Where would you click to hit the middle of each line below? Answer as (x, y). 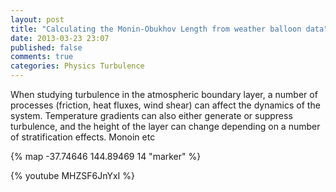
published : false (46, 47)
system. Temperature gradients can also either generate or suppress (151, 115)
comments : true (42, 57)
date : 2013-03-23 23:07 (60, 38)
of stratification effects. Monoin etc (83, 137)
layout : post (37, 19)
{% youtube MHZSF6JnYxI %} (73, 175)
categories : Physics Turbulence (77, 66)
